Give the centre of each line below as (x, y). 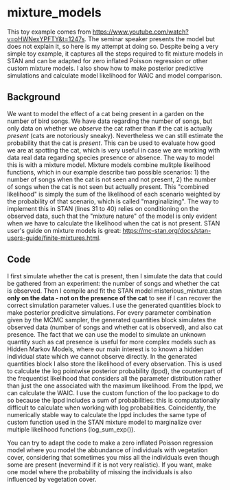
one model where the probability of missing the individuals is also (100, 471)
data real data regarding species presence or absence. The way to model (111, 157)
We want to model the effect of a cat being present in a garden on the (106, 113)
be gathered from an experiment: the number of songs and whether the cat (113, 283)
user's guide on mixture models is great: (64, 230)
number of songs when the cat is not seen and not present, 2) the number (112, 179)
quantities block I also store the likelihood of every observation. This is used (114, 364)
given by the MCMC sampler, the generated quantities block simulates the (112, 320)
